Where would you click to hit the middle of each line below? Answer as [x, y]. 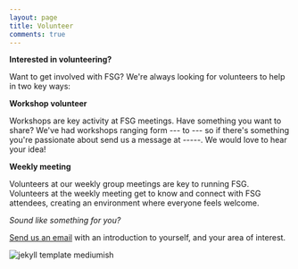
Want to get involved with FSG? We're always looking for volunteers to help [147, 77]
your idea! [28, 149]
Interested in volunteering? [61, 60]
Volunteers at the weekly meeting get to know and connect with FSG [135, 194]
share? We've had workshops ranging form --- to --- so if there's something [149, 130]
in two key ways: [40, 87]
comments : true [37, 34]
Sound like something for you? [65, 221]
